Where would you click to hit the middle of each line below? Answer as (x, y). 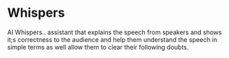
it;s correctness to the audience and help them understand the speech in (112, 39)
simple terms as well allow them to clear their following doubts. (98, 47)
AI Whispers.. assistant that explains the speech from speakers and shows (114, 32)
